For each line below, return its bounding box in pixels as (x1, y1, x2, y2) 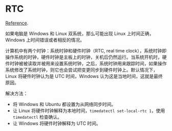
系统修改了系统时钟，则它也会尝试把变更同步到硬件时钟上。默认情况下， (5, 67, 158, 73)
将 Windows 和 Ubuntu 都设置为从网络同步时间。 (12, 101, 116, 107)
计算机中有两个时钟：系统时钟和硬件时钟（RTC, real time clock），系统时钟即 (5, 47, 167, 54)
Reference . (5, 20, 29, 26)
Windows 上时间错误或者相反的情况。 (5, 37, 84, 43)
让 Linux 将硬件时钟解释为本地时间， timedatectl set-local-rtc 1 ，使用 (12, 108, 165, 114)
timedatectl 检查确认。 (12, 114, 62, 120)
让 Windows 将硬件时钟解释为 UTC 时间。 (12, 120, 101, 126)
